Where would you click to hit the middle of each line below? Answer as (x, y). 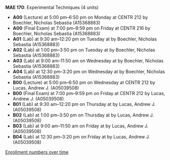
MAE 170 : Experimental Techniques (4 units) (52, 7)
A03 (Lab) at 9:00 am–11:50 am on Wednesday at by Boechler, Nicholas (88, 61)
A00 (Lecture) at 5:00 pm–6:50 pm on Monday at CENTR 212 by (80, 17)
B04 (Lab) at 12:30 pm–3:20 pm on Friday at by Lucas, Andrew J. (81, 137)
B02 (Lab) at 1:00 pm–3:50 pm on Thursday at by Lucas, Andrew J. (83, 115)
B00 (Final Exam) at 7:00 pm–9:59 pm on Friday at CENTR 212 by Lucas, (89, 93)
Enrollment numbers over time (37, 152)
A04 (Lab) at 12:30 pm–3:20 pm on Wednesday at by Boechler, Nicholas (89, 72)
